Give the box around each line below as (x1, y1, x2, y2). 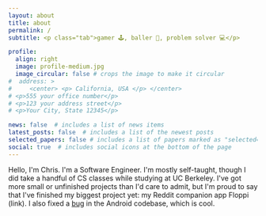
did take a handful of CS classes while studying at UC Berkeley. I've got (8, 173, 241, 183)
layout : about (8, 11, 55, 20)
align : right (15, 55, 59, 63)
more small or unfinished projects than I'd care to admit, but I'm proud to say (8, 181, 258, 191)
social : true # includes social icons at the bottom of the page (8, 143, 232, 151)
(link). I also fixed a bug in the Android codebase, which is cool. (8, 199, 215, 208)
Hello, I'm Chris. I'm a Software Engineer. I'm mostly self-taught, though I (8, 165, 246, 174)
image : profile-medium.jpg (15, 63, 104, 71)
